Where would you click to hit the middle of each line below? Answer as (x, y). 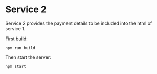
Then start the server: (28, 57)
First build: (17, 39)
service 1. (15, 28)
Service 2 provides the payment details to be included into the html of (79, 23)
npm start (16, 66)
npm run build (20, 48)
